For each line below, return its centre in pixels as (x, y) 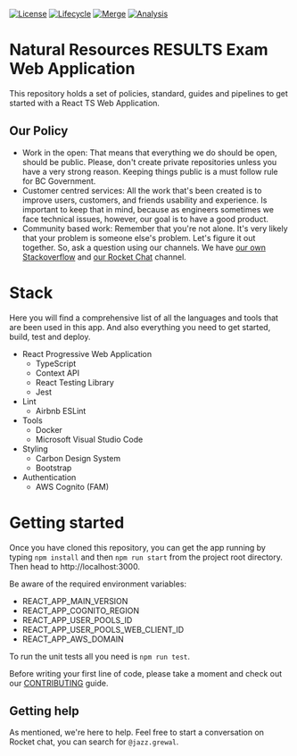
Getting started (67, 523)
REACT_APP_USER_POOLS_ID (77, 619)
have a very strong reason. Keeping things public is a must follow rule (150, 171)
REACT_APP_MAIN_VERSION (75, 601)
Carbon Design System (78, 458)
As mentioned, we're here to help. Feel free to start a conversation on (137, 733)
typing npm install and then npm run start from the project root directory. (146, 557)
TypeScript (56, 363)
